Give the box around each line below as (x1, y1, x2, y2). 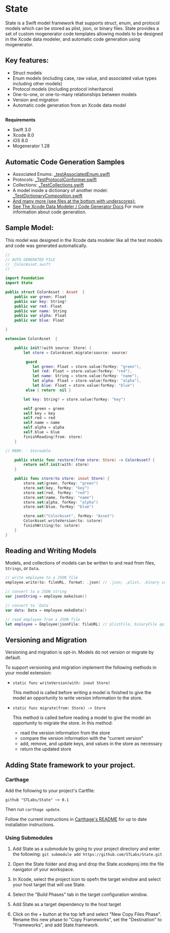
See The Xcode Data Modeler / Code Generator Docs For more (12, 203, 144, 209)
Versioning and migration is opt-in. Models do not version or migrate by (5, 649, 154, 656)
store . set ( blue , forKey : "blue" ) (23, 504, 94, 510)
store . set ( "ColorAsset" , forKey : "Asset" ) (23, 514, 114, 519)
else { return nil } (25, 387, 71, 393)
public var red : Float (14, 303, 62, 309)
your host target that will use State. (12, 882, 86, 888)
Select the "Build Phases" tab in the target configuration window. (12, 891, 148, 897)
